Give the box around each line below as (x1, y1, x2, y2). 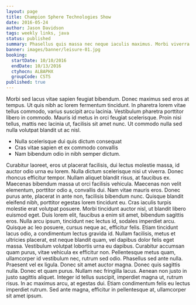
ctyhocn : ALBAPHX (11, 68, 54, 74)
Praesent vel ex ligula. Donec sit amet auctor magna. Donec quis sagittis (6, 261, 180, 268)
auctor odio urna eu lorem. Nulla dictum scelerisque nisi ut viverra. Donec (6, 168, 184, 174)
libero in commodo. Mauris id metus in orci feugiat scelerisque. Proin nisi (6, 114, 181, 121)
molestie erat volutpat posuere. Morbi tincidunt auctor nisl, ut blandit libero (6, 205, 186, 212)
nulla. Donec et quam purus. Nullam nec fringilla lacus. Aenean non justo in (6, 268, 187, 274)
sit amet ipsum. (6, 292, 43, 299)
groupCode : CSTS (11, 74, 51, 80)
